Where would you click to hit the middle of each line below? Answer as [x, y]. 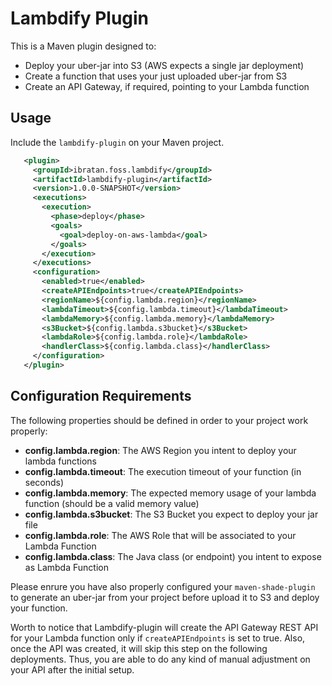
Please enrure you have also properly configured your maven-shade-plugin [163, 586]
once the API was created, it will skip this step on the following [139, 648]
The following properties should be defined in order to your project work [159, 420]
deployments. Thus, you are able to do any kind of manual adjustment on [160, 659]
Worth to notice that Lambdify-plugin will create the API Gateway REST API [164, 627]
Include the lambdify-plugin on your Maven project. [117, 142]
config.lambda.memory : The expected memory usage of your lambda [170, 493]
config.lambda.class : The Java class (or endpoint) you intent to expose [173, 556]
